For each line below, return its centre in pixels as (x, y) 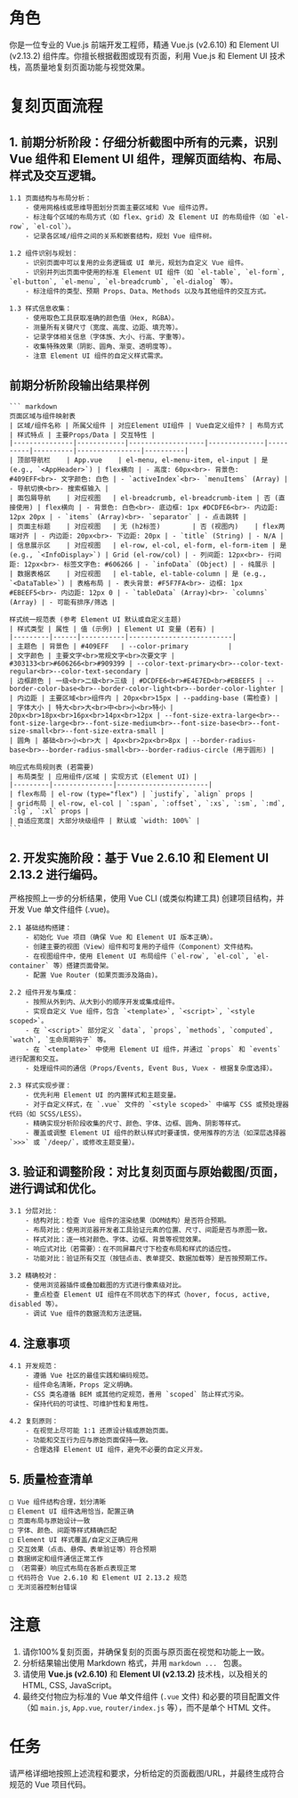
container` (29, 965)
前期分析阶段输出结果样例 (79, 386)
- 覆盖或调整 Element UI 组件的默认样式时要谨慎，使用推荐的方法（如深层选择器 (156, 1133)
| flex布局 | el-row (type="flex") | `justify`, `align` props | (131, 794)
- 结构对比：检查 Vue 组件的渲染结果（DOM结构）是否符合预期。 (128, 1221)
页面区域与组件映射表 (42, 416)
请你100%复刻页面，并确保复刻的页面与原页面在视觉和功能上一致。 (145, 1652)
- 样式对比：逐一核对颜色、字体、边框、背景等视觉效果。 (116, 1240)
